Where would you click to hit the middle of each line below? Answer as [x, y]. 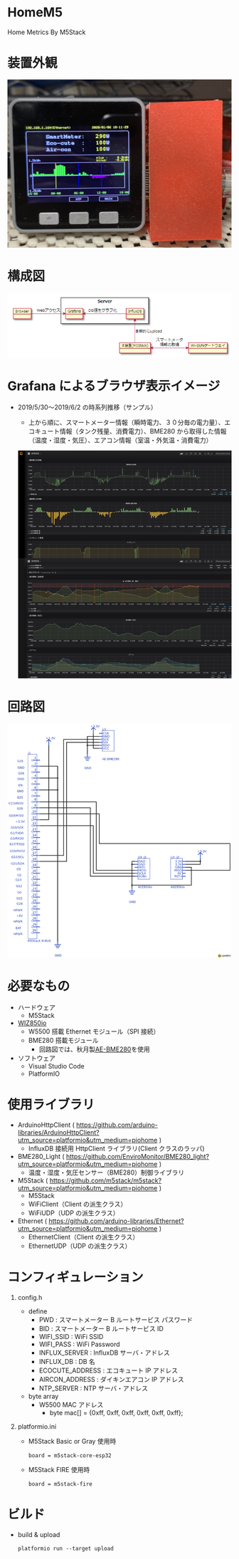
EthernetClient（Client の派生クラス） [84, 1237]
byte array [43, 1396]
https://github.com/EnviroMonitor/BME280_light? [138, 1156]
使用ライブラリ [51, 1105]
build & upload [39, 1534]
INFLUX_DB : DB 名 [67, 1361]
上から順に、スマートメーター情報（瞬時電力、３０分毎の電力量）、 [126, 422]
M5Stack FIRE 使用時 [59, 1469]
